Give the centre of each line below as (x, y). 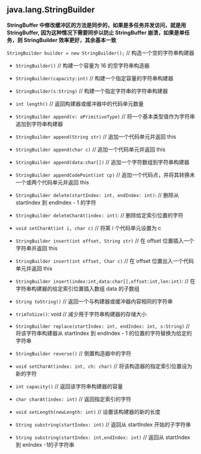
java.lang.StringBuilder (51, 10)
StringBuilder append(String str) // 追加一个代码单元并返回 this (96, 137)
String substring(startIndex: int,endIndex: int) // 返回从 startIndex (103, 437)
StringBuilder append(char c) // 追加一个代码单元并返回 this (90, 149)
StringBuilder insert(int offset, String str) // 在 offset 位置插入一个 (105, 240)
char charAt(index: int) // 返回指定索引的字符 (73, 399)
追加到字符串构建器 (39, 124)
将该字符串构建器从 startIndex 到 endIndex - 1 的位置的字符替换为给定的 (103, 333)
